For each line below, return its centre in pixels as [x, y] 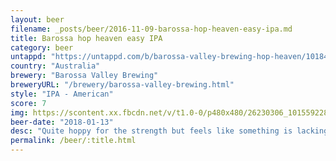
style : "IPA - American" [62, 94]
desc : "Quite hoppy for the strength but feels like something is [151, 131]
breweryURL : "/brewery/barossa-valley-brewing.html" [122, 85]
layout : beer [37, 19]
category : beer [42, 47]
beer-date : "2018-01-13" [62, 122]
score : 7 [28, 103]
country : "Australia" [55, 66]
